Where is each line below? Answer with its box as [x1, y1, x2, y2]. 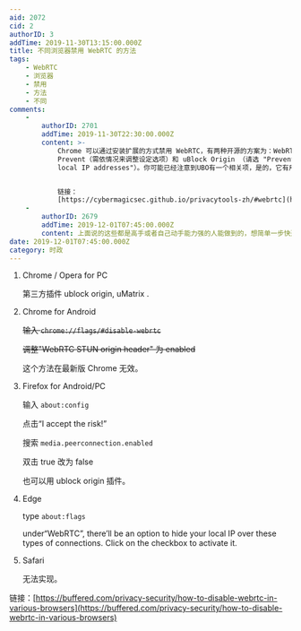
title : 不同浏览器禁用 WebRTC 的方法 [9, 47, 137, 56]
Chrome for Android [21, 307, 97, 317]
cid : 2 [9, 22, 34, 30]
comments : [9, 105, 47, 114]
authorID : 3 [9, 30, 54, 39]
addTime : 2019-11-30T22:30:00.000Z [41, 130, 175, 139]
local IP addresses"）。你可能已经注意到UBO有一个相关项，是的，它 [56, 163, 283, 172]
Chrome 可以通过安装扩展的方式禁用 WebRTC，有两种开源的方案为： [56, 146, 274, 155]
